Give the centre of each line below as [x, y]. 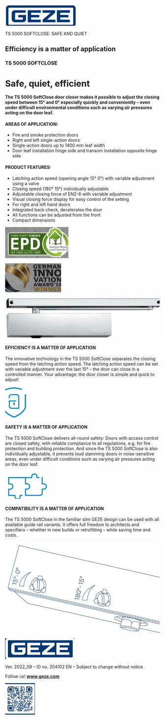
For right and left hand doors [41, 204]
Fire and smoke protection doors [45, 135]
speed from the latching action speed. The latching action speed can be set [82, 364]
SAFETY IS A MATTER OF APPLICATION [46, 427]
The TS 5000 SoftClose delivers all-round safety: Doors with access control [82, 438]
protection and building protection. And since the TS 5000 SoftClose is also [82, 449]
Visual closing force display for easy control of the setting [70, 199]
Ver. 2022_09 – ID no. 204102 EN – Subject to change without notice [74, 667]
